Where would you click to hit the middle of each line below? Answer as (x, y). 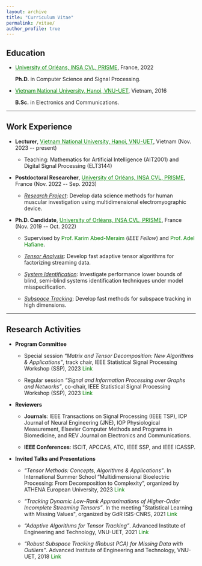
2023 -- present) (36, 147)
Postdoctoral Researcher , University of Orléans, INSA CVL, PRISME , (100, 177)
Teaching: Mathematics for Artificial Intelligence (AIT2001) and (101, 159)
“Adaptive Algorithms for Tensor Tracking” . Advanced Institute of (105, 525)
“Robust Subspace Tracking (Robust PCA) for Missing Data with (103, 543)
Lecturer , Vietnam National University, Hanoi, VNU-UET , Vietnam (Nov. (103, 141)
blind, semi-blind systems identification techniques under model (103, 280)
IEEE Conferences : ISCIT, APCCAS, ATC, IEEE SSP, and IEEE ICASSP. (110, 447)
